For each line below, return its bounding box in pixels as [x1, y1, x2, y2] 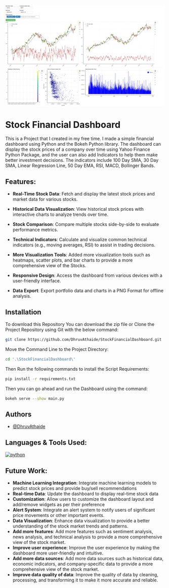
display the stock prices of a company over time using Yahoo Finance [5, 146, 150, 152]
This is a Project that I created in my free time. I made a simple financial [5, 136, 154, 142]
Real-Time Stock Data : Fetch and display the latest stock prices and [12, 191, 155, 197]
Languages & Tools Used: [5, 438, 87, 447]
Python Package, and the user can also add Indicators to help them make [5, 152, 158, 158]
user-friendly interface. [12, 278, 61, 284]
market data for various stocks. [12, 196, 78, 203]
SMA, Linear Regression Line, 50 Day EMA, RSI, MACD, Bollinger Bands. [5, 162, 155, 169]
